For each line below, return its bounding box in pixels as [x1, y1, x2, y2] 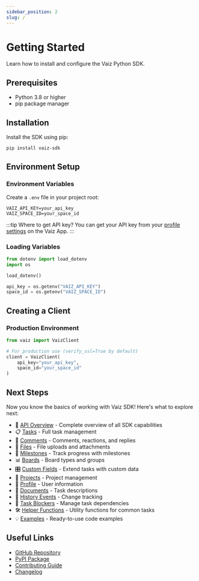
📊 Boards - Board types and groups [14, 456, 105, 464]
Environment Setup [6, 162, 80, 172]
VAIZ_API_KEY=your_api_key [6, 205, 74, 211]
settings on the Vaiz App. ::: [6, 227, 75, 235]
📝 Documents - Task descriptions [14, 487, 98, 494]
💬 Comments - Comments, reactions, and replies [14, 437, 136, 444]
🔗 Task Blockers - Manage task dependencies [14, 500, 129, 507]
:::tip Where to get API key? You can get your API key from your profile [6, 221, 180, 228]
